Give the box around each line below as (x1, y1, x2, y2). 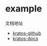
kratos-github (12, 30, 41, 36)
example (5, 3, 42, 14)
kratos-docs (12, 35, 38, 41)
